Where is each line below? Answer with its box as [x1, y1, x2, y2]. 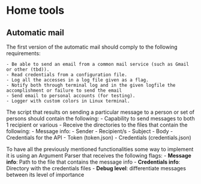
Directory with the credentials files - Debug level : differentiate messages [6, 165, 186, 171]
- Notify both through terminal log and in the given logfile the [6, 82, 176, 88]
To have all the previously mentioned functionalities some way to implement [6, 146, 194, 153]
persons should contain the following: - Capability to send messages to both [6, 115, 195, 122]
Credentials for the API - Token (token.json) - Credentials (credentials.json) [6, 134, 192, 141]
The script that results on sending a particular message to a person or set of [6, 108, 195, 116]
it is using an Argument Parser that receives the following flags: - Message [6, 152, 192, 159]
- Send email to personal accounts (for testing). [6, 93, 136, 99]
